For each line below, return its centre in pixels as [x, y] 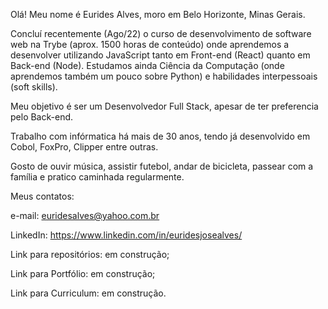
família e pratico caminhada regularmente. [97, 177]
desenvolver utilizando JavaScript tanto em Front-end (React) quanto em [160, 55]
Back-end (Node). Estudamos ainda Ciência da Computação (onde [147, 65]
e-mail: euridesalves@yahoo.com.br [85, 215]
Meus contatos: [42, 196]
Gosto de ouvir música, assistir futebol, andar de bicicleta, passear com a [162, 166]
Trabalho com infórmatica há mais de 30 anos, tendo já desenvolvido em [160, 136]
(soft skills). [34, 87]
